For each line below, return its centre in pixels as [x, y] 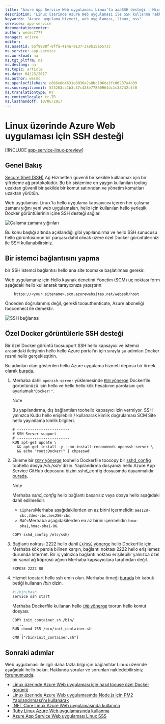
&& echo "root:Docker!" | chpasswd [53, 451]
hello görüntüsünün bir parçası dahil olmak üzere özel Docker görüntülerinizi [82, 237]
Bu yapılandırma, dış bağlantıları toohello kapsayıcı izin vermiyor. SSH [82, 410]
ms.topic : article [24, 70]
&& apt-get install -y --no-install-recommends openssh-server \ [85, 447]
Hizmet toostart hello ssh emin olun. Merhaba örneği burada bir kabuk [83, 577]
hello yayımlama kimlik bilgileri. [43, 420]
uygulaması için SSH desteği [65, 136]
